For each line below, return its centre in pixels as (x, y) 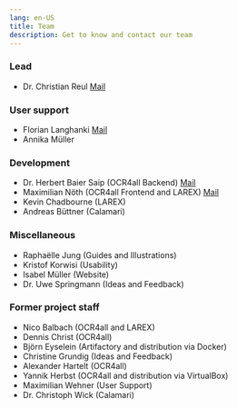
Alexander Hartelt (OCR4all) (74, 365)
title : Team (32, 26)
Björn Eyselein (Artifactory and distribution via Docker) (124, 346)
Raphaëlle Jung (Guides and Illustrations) (99, 254)
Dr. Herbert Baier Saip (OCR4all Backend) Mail (109, 183)
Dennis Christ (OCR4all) (67, 336)
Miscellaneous (42, 235)
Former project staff (54, 307)
